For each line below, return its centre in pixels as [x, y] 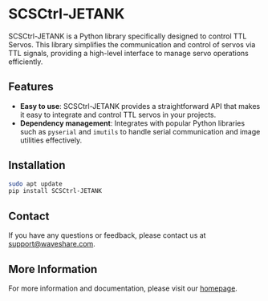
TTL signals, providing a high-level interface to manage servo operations [128, 53]
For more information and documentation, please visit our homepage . [123, 288]
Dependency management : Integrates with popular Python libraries [132, 123]
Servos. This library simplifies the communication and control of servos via [132, 44]
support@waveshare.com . [52, 244]
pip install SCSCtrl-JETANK [55, 191]
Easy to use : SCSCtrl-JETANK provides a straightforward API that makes [140, 106]
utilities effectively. [51, 140]
